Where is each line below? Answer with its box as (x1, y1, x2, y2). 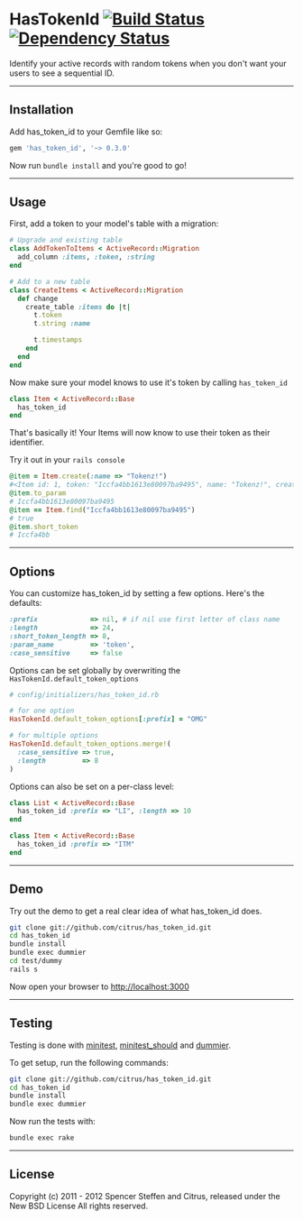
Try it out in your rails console (9, 454, 125, 465)
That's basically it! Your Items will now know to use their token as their (9, 427, 271, 438)
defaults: (9, 598, 42, 609)
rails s (9, 965, 39, 974)
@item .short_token (9, 522, 78, 531)
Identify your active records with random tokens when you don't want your (9, 58, 287, 69)
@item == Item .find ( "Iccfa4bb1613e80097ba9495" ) (9, 505, 196, 514)
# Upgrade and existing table (9, 235, 124, 245)
